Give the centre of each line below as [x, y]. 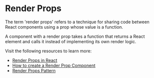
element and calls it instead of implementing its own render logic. [71, 41]
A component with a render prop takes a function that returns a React [75, 36]
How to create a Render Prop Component [54, 65]
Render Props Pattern [34, 70]
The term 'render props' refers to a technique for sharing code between [77, 22]
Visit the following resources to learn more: [48, 51]
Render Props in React [35, 60]
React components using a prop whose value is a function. [64, 27]
